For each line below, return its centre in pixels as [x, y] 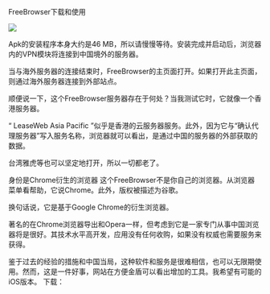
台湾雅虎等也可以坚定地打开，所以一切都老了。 [86, 163]
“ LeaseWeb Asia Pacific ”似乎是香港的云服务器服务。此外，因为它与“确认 [130, 126]
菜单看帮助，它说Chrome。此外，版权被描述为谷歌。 [96, 190]
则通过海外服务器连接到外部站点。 [65, 81]
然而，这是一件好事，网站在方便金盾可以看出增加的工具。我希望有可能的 [142, 271]
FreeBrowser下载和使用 [47, 12]
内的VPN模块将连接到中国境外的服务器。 [76, 54]
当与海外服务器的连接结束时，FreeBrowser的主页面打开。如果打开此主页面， [135, 71]
